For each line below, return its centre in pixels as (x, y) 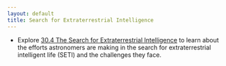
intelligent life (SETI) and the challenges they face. (89, 55)
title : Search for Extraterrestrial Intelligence (81, 20)
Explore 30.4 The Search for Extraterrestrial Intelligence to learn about (118, 40)
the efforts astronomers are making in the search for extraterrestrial (114, 47)
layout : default (31, 14)
